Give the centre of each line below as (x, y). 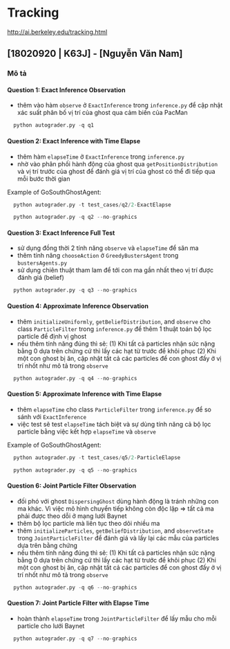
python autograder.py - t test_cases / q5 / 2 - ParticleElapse (97, 457)
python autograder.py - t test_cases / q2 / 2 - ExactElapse (92, 205)
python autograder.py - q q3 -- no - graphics (75, 290)
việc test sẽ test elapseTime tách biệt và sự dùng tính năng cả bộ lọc (114, 424)
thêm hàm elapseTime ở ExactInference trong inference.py (101, 157)
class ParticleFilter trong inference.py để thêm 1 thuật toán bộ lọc (114, 329)
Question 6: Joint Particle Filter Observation (72, 486)
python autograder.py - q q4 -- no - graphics (75, 378)
